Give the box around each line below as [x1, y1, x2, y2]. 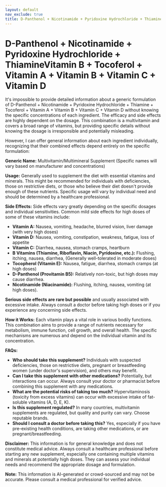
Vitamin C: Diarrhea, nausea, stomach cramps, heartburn [12, 245, 130, 251]
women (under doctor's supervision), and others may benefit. [12, 368, 138, 374]
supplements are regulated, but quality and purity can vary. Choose [12, 410, 150, 416]
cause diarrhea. [12, 277, 44, 282]
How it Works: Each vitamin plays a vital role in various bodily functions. [5, 317, 153, 323]
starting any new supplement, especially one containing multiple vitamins [5, 451, 155, 457]
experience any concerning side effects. [5, 307, 87, 313]
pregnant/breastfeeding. [12, 431, 62, 437]
